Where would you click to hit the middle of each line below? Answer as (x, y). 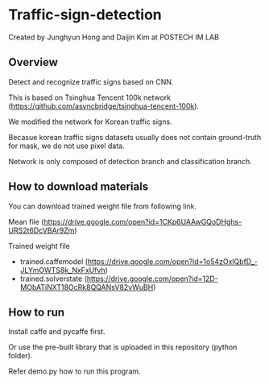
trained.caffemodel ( (54, 261)
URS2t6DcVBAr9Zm (41, 230)
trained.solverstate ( (53, 279)
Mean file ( (26, 221)
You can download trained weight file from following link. (103, 206)
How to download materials (79, 187)
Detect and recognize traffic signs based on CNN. (91, 81)
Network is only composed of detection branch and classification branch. (130, 161)
